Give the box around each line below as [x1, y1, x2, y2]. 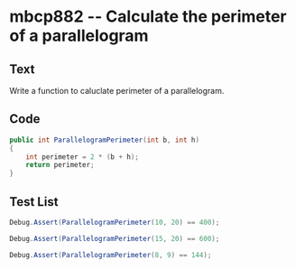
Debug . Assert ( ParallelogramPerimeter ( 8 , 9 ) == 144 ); [9, 250, 212, 259]
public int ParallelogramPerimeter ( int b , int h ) [9, 135, 200, 144]
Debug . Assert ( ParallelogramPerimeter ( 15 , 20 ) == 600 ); [9, 234, 220, 243]
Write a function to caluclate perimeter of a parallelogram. [9, 86, 225, 96]
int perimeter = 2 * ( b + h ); [25, 152, 140, 162]
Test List [9, 194, 59, 209]
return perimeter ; [25, 161, 95, 170]
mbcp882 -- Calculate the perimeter [9, 6, 287, 27]
